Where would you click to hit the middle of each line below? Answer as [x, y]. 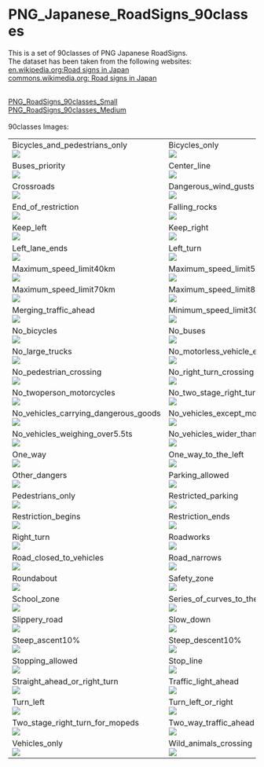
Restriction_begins [46, 516]
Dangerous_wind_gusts [211, 186]
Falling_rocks [193, 207]
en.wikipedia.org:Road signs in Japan [69, 69]
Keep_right [189, 227]
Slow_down [190, 619]
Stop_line [185, 660]
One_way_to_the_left [206, 454]
